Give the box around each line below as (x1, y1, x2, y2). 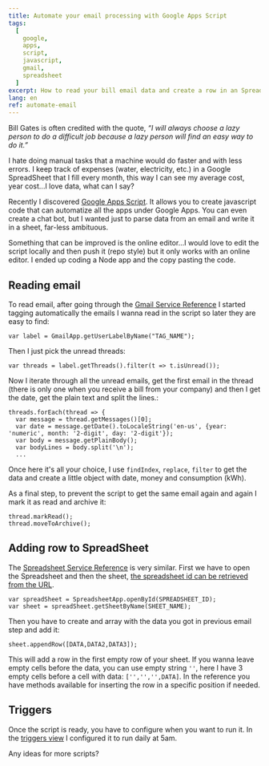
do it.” (8, 140, 28, 150)
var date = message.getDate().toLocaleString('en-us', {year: (15, 422, 227, 430)
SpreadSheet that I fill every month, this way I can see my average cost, (8, 173, 245, 183)
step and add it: (8, 625, 60, 634)
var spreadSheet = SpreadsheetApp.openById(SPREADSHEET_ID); (8, 595, 217, 603)
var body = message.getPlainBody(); (15, 436, 138, 444)
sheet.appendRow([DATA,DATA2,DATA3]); (8, 640, 138, 648)
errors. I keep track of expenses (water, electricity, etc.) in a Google (8, 164, 231, 174)
